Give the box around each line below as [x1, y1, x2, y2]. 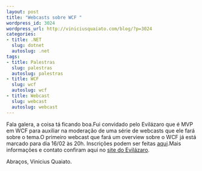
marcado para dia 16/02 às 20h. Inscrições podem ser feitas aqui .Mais [6, 140, 181, 147]
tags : [6, 54, 20, 60]
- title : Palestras [6, 59, 55, 65]
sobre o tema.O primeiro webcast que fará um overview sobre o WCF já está [6, 133, 197, 140]
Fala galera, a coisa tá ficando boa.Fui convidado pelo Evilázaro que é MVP [6, 120, 194, 128]
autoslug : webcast [11, 104, 58, 110]
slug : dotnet [11, 43, 45, 49]
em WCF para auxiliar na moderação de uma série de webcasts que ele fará [6, 127, 195, 134]
